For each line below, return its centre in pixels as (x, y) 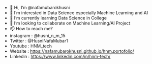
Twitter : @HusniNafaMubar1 (39, 41)
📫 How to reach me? (31, 29)
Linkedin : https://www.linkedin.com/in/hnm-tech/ (60, 56)
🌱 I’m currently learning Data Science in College (58, 18)
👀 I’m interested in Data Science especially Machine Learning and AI (79, 13)
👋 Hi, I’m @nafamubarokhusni (40, 8)
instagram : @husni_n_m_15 (37, 36)
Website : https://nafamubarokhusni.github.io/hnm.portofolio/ (72, 51)
